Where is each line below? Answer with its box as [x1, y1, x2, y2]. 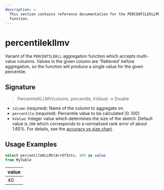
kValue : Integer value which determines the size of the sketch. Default [12, 115, 153, 122]
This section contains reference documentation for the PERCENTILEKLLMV [9, 12, 161, 17]
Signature [5, 83, 36, 91]
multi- [136, 53, 149, 59]
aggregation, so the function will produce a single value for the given [5, 64, 143, 70]
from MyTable [5, 157, 32, 162]
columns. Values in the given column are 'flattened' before [17, 58, 135, 64]
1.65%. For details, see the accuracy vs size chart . [12, 126, 113, 132]
